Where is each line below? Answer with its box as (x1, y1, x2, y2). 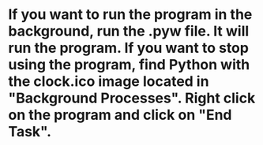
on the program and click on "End (8, 106, 232, 124)
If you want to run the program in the (8, 6, 253, 24)
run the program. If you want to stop (8, 39, 249, 57)
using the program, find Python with (8, 56, 250, 74)
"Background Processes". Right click (8, 89, 256, 107)
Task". (8, 123, 52, 141)
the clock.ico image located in (8, 72, 209, 91)
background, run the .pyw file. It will (8, 22, 250, 40)
